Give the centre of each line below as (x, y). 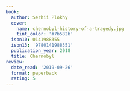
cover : (19, 23)
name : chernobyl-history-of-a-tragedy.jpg (70, 28)
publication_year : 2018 (41, 51)
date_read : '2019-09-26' (42, 67)
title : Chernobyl (33, 56)
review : (15, 62)
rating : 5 (23, 78)
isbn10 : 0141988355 (36, 40)
